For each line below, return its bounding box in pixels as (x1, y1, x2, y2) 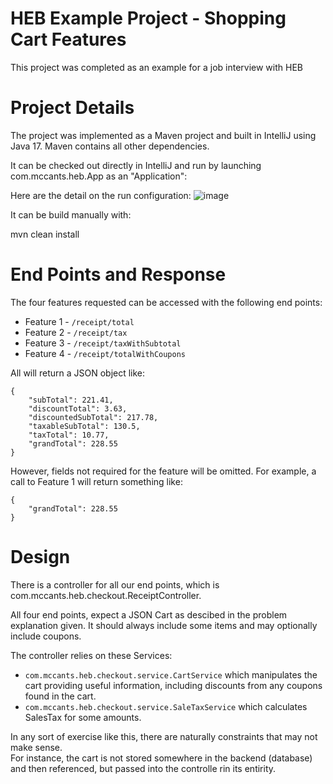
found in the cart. (24, 690, 97, 702)
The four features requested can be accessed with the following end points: (10, 296, 323, 308)
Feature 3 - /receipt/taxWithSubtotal (24, 337, 182, 349)
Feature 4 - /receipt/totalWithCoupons (24, 347, 187, 359)
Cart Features (10, 28, 127, 51)
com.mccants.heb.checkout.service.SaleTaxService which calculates (24, 700, 308, 712)
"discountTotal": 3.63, (28, 403, 128, 414)
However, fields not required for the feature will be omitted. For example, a (10, 465, 317, 477)
